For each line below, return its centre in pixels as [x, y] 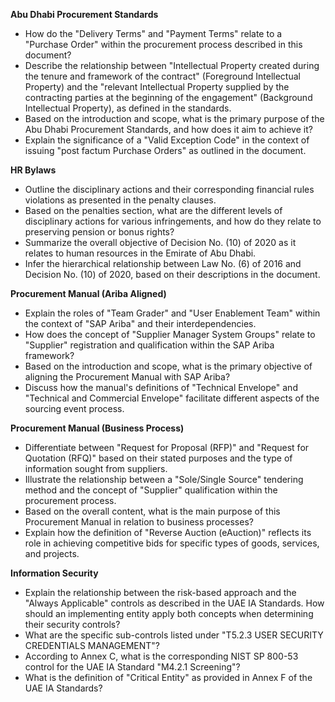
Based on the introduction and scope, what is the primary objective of [168, 366]
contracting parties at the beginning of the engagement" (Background [168, 97]
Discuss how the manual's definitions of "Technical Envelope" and [161, 387]
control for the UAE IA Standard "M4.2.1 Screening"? [132, 667]
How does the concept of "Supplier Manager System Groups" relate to [170, 334]
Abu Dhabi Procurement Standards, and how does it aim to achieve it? [168, 129]
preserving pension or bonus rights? [99, 232]
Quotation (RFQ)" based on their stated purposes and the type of [158, 458]
